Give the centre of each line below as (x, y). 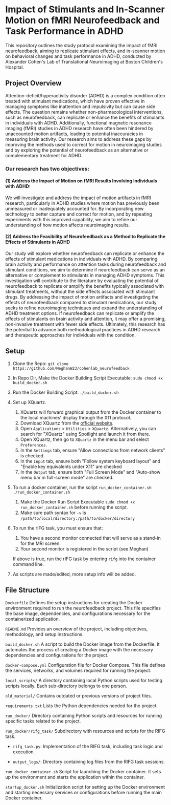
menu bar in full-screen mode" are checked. (67, 477)
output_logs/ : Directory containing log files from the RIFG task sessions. (89, 761)
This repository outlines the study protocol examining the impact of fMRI (81, 45)
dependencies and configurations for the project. (57, 655)
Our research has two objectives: (47, 168)
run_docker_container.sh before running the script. (74, 507)
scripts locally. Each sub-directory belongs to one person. (66, 686)
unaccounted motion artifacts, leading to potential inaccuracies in (74, 134)
